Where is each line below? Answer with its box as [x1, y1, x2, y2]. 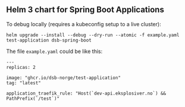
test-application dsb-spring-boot [6, 37, 92, 43]
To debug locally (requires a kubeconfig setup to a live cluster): [6, 20, 162, 27]
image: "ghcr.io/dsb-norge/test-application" [6, 74, 121, 81]
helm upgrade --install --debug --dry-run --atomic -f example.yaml [6, 32, 180, 38]
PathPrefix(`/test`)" [6, 95, 60, 102]
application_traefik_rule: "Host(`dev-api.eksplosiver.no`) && [6, 90, 167, 96]
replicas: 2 [6, 64, 36, 70]
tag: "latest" [6, 80, 42, 86]
